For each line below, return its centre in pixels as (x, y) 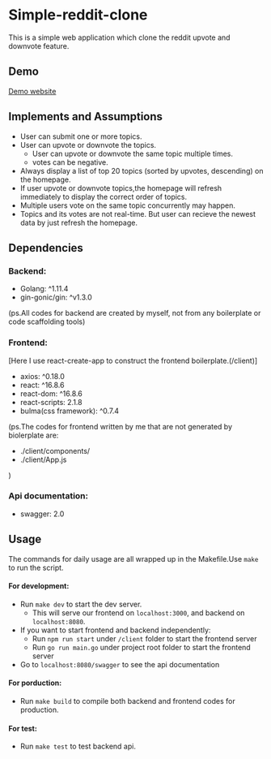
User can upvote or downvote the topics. (88, 144)
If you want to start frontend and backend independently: (115, 630)
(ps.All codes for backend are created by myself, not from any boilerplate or (135, 313)
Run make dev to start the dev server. (81, 604)
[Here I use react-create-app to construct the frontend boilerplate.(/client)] (133, 360)
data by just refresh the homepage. (78, 222)
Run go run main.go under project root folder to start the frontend (141, 647)
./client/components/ (55, 451)
